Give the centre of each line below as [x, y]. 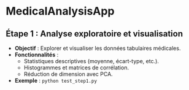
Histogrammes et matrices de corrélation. [76, 67]
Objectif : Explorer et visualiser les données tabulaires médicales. [98, 48]
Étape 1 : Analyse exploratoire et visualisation [94, 34]
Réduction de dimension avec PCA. [68, 74]
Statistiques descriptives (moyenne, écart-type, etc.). [91, 61]
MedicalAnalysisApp [60, 11]
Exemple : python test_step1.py [56, 81]
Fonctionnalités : [37, 55]
